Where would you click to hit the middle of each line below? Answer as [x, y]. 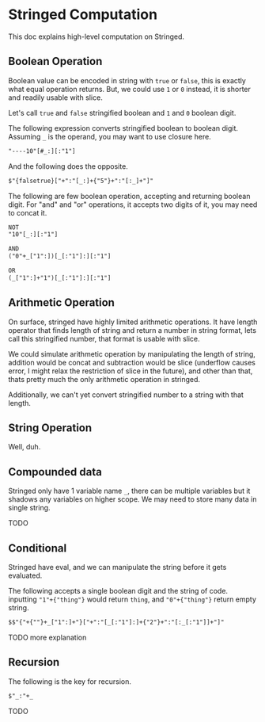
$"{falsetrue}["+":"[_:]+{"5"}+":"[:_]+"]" [81, 181]
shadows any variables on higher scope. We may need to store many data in [132, 499]
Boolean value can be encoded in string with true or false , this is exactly [127, 80]
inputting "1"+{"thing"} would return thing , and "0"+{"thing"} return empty [132, 599]
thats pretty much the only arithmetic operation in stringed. [104, 379]
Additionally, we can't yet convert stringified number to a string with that [126, 395]
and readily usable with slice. [55, 97]
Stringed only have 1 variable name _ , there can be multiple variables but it [129, 491]
